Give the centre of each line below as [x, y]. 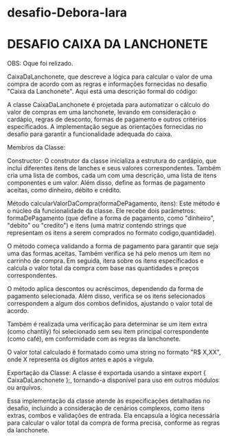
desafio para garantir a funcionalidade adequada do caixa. [90, 134]
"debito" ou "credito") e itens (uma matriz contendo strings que [97, 226]
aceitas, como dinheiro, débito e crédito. [64, 190]
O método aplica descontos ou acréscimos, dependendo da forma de [105, 289]
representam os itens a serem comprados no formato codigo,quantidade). [112, 233]
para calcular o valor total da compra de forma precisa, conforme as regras [114, 423]
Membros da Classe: [36, 148]
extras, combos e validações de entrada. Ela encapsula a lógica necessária [113, 416]
